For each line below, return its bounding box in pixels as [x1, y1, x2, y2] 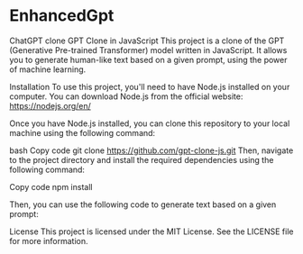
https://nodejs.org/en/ [9, 100, 92, 111]
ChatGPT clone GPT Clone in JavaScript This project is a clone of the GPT [9, 35, 285, 46]
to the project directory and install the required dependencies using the [9, 154, 274, 165]
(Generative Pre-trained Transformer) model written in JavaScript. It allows [9, 44, 288, 55]
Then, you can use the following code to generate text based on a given [9, 199, 277, 210]
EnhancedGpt [9, 5, 115, 26]
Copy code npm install [9, 181, 93, 192]
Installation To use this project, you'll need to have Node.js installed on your [9, 81, 290, 92]
